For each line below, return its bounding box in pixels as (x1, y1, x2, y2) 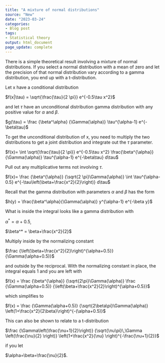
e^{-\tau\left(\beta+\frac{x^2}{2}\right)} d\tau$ (14, 179, 111, 185)
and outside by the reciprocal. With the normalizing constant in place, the (5, 263, 156, 269)
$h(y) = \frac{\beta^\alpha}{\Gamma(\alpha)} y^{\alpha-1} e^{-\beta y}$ (5, 198, 153, 204)
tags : (5, 31, 16, 36)
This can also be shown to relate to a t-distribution (5, 318, 109, 324)
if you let (5, 342, 23, 349)
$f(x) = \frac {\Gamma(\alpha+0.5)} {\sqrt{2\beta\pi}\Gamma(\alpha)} (5, 303, 148, 309)
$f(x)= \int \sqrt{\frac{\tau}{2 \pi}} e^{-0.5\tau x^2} (5, 149, 110, 155)
